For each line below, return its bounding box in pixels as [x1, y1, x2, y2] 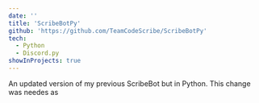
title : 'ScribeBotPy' [8, 19, 81, 27]
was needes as [8, 87, 59, 97]
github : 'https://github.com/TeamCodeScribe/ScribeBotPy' [8, 27, 207, 35]
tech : [8, 34, 27, 43]
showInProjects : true [8, 57, 81, 65]
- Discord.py [15, 49, 60, 57]
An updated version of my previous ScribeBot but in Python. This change [8, 78, 252, 89]
